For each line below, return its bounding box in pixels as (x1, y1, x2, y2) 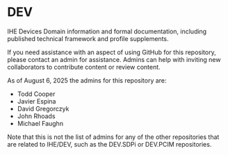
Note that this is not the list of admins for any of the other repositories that (7, 133, 220, 141)
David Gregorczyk (17, 104, 70, 113)
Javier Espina (17, 97, 56, 105)
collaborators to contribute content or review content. (7, 63, 161, 71)
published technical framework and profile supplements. (7, 34, 169, 42)
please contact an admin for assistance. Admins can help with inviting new (7, 55, 221, 63)
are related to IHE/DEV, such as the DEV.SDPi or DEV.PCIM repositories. (7, 140, 212, 148)
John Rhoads (17, 112, 56, 120)
